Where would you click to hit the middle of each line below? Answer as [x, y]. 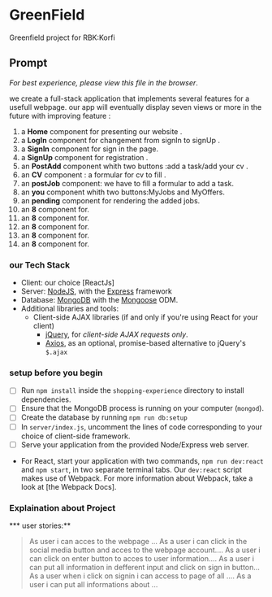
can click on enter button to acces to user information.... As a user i [142, 558]
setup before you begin [56, 373]
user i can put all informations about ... [93, 584]
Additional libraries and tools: [70, 309]
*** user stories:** [40, 525]
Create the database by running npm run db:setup [104, 417]
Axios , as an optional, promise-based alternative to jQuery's [145, 343]
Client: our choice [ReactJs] [67, 283]
